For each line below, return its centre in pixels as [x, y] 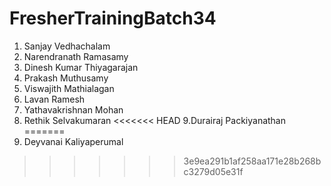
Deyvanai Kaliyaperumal [73, 141]
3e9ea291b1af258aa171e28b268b [252, 161]
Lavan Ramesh [54, 99]
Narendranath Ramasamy [76, 56]
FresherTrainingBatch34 [113, 18]
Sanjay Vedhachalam [67, 46]
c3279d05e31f [213, 171]
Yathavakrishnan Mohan [73, 109]
